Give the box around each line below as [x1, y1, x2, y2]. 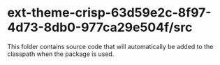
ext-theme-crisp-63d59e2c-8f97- [7, 5, 212, 21]
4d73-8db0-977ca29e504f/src [7, 19, 193, 35]
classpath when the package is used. [7, 50, 115, 58]
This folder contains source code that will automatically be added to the [7, 42, 214, 50]
